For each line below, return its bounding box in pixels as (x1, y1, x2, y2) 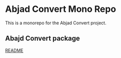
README (5, 47, 24, 53)
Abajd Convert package (5, 34, 80, 43)
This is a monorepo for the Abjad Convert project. (5, 20, 107, 26)
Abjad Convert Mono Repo (5, 3, 117, 15)
